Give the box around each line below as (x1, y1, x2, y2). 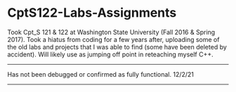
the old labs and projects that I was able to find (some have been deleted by (7, 43, 227, 51)
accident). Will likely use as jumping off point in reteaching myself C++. (7, 50, 214, 59)
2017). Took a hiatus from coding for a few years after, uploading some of (7, 35, 220, 43)
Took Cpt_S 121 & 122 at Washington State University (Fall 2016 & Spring (7, 28, 216, 36)
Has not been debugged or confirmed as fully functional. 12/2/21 (7, 70, 195, 78)
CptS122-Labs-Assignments (7, 5, 177, 21)
